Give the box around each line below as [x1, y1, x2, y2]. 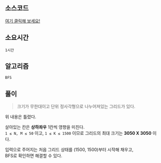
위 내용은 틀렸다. [5, 114, 36, 120]
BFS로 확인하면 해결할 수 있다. [5, 153, 62, 159]
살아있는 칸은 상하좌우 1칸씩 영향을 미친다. [5, 124, 85, 130]
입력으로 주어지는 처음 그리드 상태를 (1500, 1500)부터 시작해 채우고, [5, 147, 134, 153]
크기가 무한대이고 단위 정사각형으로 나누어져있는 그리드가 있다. [17, 104, 136, 109]
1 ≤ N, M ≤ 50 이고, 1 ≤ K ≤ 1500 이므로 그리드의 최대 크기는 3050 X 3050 [5, 130, 152, 136]
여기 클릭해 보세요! [5, 18, 40, 24]
